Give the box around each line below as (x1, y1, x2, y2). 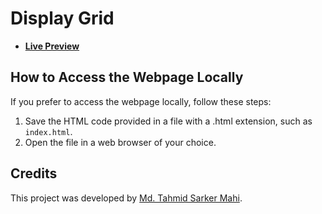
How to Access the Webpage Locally (10, 69, 244, 86)
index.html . (24, 125, 73, 137)
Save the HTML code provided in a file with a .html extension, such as (24, 115, 313, 127)
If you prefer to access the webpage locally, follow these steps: (10, 95, 272, 107)
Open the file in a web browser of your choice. (24, 136, 217, 148)
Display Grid (10, 7, 115, 30)
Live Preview (24, 40, 80, 52)
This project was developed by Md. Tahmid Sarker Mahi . (10, 192, 243, 204)
